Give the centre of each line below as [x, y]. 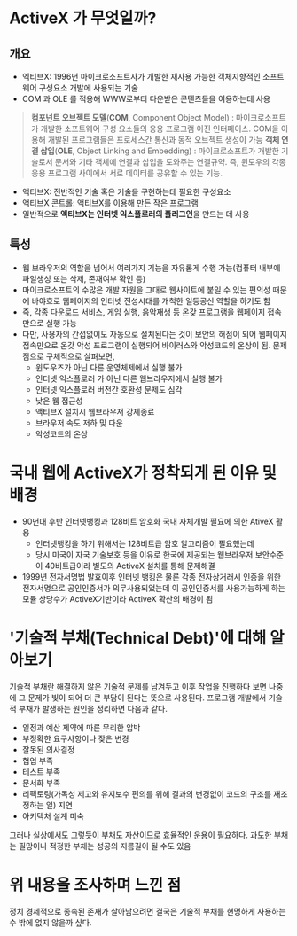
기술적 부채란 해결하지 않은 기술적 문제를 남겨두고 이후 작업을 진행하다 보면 [138, 686]
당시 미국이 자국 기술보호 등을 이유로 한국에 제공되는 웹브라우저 [144, 554]
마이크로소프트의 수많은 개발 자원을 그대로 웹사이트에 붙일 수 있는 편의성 [146, 290]
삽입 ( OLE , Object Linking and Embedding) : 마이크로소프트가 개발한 [159, 151]
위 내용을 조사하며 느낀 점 [95, 885]
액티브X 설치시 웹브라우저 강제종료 [95, 411]
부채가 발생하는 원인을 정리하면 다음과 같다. [93, 708]
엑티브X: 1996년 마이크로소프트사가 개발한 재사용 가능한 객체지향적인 [141, 77]
